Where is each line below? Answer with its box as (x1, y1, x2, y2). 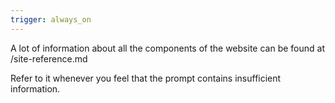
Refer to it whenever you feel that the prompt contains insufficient (10, 72, 282, 84)
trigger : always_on (10, 14, 92, 25)
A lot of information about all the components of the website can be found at (10, 42, 325, 54)
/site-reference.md (10, 52, 88, 65)
